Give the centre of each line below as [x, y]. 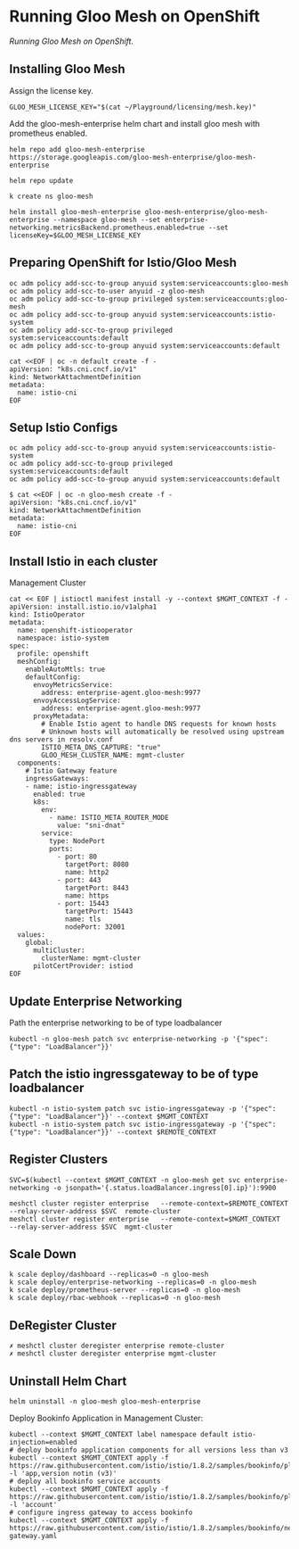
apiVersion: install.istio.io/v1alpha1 [83, 607]
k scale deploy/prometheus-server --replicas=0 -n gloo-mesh [125, 1290]
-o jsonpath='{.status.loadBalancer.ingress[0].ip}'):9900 [165, 1188]
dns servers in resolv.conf [61, 740]
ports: [61, 849]
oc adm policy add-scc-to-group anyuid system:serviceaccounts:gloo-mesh [149, 283]
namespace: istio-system [63, 638]
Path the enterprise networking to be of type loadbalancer [116, 1023]
